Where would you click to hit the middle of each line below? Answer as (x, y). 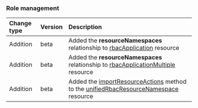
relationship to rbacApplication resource (124, 48)
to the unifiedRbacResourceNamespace (123, 89)
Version (52, 27)
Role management (33, 8)
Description (85, 27)
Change (20, 23)
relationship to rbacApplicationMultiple (122, 65)
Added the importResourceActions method (128, 82)
